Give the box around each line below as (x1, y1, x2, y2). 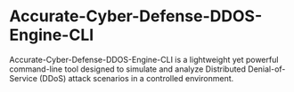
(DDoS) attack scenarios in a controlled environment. (38, 73, 234, 83)
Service (9, 73, 38, 83)
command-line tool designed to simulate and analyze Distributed (9, 64, 247, 74)
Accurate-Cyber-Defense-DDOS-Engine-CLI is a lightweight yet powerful (9, 54, 279, 65)
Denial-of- (248, 64, 286, 74)
